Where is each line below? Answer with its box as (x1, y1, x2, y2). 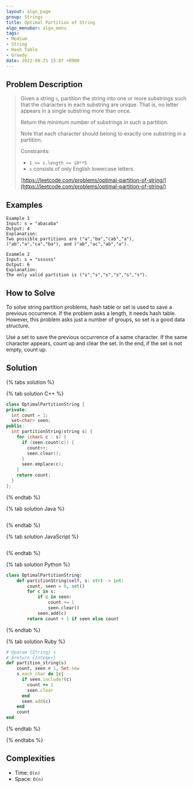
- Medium (6, 36, 27, 42)
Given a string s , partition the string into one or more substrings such (20, 95, 187, 102)
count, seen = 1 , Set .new (16, 665, 80, 672)
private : (6, 407, 27, 412)
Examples (6, 200, 43, 210)
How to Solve (6, 288, 56, 298)
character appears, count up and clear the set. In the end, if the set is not (6, 340, 182, 347)
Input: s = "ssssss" (6, 256, 57, 263)
